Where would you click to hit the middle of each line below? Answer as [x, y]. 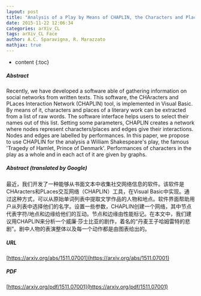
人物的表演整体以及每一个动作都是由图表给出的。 [90, 228]
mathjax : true [24, 45]
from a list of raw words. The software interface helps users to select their [98, 116]
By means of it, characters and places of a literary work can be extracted [96, 110]
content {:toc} [32, 62]
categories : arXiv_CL [33, 28]
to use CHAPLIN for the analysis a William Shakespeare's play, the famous [98, 142]
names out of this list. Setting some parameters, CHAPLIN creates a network [100, 123]
